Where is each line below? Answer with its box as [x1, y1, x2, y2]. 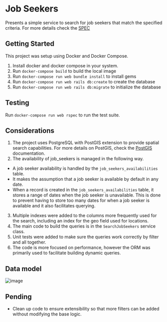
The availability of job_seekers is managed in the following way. [12, 156, 144, 162]
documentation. [12, 150, 45, 156]
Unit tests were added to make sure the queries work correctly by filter [12, 234, 159, 240]
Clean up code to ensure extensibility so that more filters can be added [12, 306, 159, 311]
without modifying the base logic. [12, 311, 82, 317]
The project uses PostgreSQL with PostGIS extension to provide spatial [12, 140, 159, 146]
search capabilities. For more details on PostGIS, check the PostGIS [12, 145, 152, 151]
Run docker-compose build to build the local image [12, 68, 116, 74]
